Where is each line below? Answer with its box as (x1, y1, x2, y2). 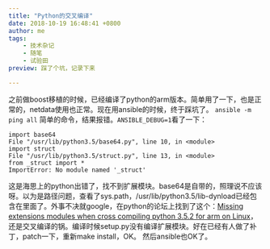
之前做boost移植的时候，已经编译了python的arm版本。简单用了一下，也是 (8, 94, 255, 104)
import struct (8, 144, 57, 153)
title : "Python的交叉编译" (8, 11, 93, 20)
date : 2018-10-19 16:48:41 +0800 (8, 19, 121, 27)
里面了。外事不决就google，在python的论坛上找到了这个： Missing (22, 201, 244, 210)
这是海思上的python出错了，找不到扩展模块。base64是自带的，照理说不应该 (8, 181, 263, 190)
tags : (8, 34, 27, 43)
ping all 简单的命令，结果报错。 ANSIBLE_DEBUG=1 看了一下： (8, 114, 208, 124)
